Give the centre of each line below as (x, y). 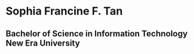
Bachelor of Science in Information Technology (97, 34)
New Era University (43, 43)
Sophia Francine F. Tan (64, 11)
